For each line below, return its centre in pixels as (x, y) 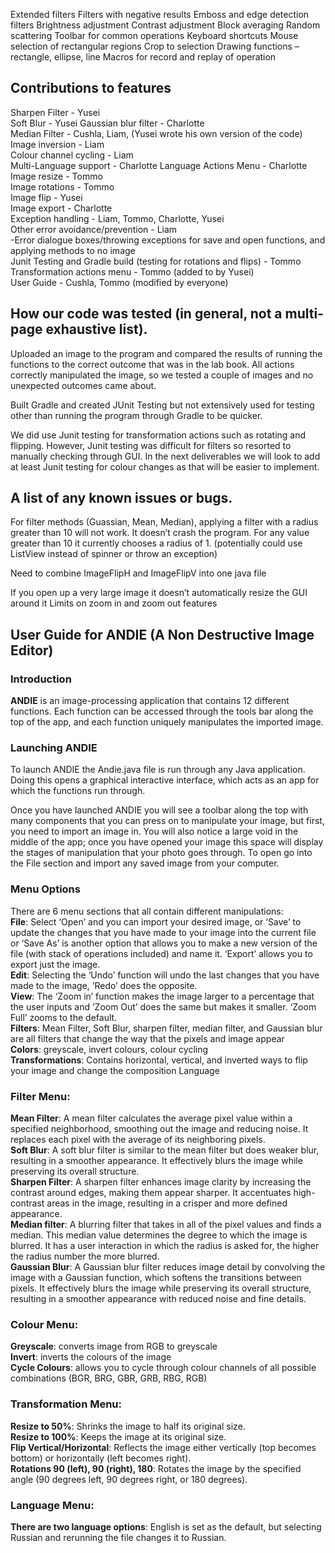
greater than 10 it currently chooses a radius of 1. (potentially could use (156, 543)
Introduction (41, 679)
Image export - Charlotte (61, 208)
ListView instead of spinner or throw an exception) (114, 554)
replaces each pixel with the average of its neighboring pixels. (138, 1140)
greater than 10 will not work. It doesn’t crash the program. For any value (160, 533)
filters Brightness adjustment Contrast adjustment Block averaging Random (165, 25)
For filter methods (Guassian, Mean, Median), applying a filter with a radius (164, 522)
